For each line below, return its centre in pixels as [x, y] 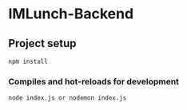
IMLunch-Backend [71, 14]
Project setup [43, 43]
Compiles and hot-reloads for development [94, 81]
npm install [28, 61]
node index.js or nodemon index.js [68, 98]
